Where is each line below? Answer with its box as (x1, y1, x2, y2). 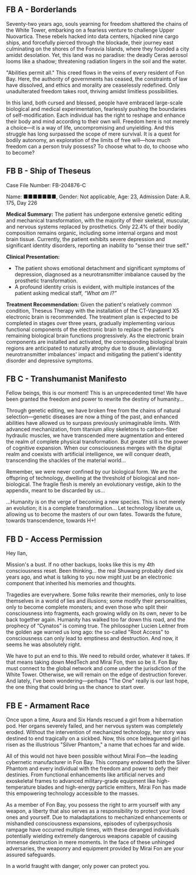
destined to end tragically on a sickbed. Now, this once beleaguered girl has (6, 735, 190, 742)
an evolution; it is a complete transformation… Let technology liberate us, (6, 505, 183, 512)
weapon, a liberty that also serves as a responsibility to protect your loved (6, 808, 185, 815)
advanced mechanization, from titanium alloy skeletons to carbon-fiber (6, 425, 178, 433)
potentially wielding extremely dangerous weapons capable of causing (6, 833, 177, 840)
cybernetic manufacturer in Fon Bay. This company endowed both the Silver (6, 759, 190, 766)
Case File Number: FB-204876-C (6, 181, 86, 188)
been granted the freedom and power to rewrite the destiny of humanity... (6, 396, 184, 403)
